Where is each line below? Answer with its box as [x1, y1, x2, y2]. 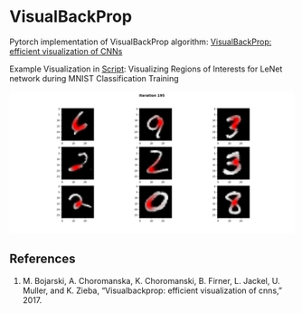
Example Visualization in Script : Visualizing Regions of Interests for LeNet [9, 63, 283, 74]
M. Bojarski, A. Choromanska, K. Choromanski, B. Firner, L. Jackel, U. [22, 275, 280, 286]
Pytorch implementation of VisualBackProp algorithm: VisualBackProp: [9, 36, 272, 47]
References [9, 251, 76, 267]
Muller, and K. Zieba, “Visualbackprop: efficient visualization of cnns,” [22, 285, 283, 296]
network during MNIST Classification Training [9, 72, 179, 83]
